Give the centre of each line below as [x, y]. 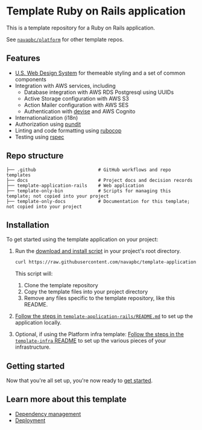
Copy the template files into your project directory [86, 292]
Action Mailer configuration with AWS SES [76, 105]
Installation [28, 225]
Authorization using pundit [48, 124]
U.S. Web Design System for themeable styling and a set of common [100, 73]
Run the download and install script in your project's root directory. [98, 251]
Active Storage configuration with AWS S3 [77, 98]
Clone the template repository [61, 285]
